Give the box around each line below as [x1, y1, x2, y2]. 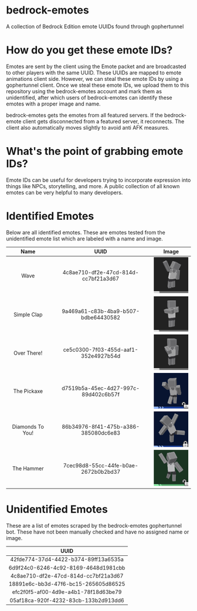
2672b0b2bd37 [81, 468, 121, 475]
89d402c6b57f [81, 391, 120, 398]
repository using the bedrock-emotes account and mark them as [6, 87, 162, 94]
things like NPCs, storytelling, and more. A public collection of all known [6, 182, 180, 189]
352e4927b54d [81, 352, 121, 359]
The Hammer [12, 465, 44, 472]
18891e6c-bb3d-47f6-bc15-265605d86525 [8, 581, 125, 588]
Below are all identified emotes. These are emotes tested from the [6, 229, 165, 236]
